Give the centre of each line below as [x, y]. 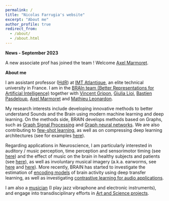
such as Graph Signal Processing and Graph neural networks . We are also [82, 125]
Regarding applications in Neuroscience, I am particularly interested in [79, 145]
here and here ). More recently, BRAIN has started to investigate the [75, 167]
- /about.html [25, 39]
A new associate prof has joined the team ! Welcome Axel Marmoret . [77, 63]
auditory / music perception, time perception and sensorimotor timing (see [83, 151]
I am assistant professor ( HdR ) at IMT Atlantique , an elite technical [74, 82]
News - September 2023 [32, 53]
